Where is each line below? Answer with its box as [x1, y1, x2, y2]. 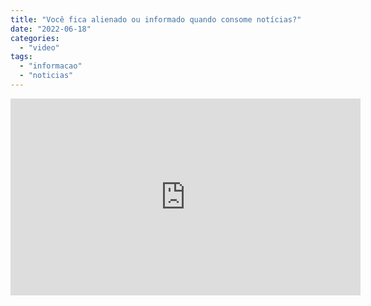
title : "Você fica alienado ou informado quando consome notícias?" [10, 14, 302, 25]
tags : [10, 52, 33, 62]
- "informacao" [19, 61, 83, 71]
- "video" [19, 42, 60, 53]
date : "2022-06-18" [10, 24, 92, 34]
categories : [10, 33, 60, 43]
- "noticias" [19, 71, 74, 81]
